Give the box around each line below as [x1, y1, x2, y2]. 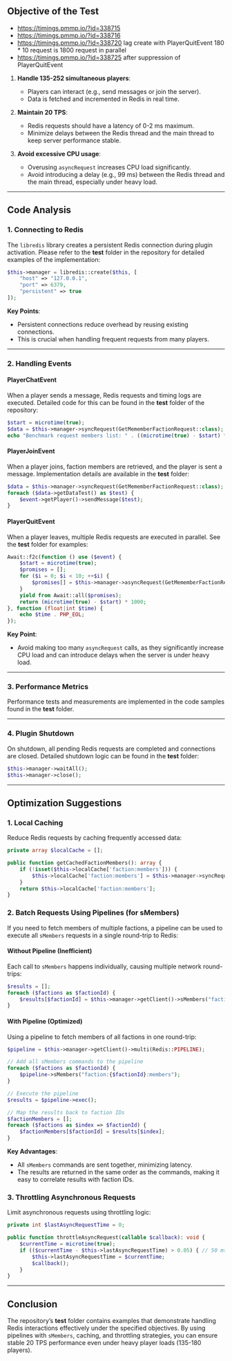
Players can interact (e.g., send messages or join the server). [27, 87, 202, 95]
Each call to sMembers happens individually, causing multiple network [7, 962, 202, 970]
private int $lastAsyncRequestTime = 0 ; [7, 1221, 126, 1229]
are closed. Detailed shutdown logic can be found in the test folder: [7, 751, 200, 760]
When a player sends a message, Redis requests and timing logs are [7, 391, 202, 400]
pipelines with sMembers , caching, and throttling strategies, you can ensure [7, 1331, 218, 1340]
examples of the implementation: [7, 255, 101, 263]
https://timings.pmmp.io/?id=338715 [17, 24, 121, 32]
